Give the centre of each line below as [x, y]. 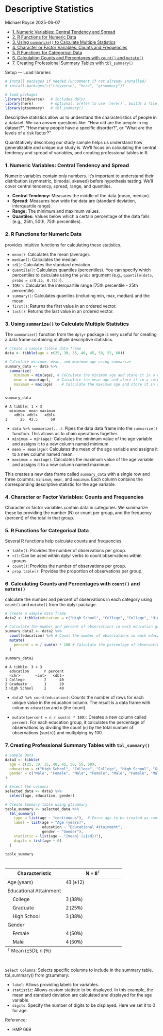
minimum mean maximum [32, 411]
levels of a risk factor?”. [28, 133]
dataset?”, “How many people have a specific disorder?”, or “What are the [79, 128]
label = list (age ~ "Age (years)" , [50, 823]
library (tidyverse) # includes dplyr [45, 99]
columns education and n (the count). [49, 707]
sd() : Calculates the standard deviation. [52, 264]
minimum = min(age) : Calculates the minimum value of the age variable [82, 439]
